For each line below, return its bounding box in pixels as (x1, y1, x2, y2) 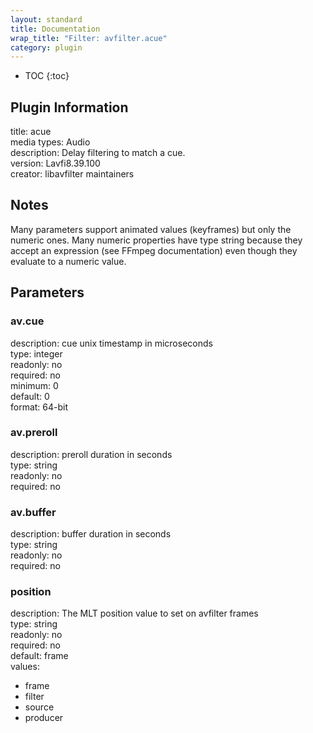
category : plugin (10, 42, 83, 53)
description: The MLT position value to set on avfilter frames (10, 607, 259, 620)
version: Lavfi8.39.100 (10, 157, 101, 170)
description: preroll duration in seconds (10, 448, 173, 460)
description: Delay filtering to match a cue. (10, 147, 186, 159)
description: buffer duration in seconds (10, 528, 172, 540)
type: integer (10, 347, 63, 360)
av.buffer (10, 505, 57, 519)
